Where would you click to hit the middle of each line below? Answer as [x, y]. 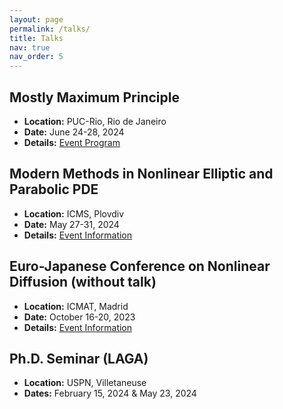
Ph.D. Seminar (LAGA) [79, 358]
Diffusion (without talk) [83, 282]
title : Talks [36, 38]
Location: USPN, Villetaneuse [85, 383]
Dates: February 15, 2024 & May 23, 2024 [110, 393]
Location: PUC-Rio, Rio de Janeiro [95, 121]
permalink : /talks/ [50, 29]
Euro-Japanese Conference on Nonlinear [140, 266]
